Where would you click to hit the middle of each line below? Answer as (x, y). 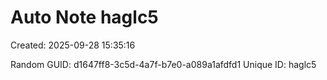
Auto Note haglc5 (84, 17)
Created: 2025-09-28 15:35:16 (73, 45)
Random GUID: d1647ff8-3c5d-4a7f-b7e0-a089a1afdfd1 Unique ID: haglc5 (163, 64)
